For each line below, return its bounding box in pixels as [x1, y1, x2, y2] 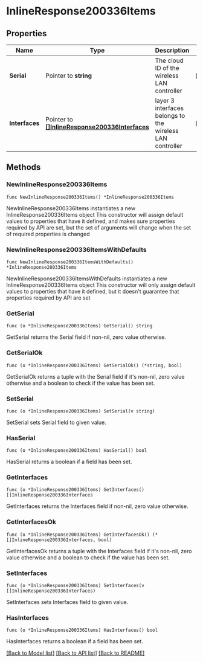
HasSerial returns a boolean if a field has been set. [6, 458, 132, 466]
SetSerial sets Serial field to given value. [6, 419, 107, 426]
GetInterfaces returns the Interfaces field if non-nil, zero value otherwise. [6, 503, 188, 510]
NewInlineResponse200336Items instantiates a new [6, 204, 136, 212]
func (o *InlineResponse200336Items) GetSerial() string [6, 323, 153, 329]
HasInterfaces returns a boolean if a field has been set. [6, 638, 143, 645]
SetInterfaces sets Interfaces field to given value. [6, 599, 129, 606]
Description [155, 47, 190, 54]
